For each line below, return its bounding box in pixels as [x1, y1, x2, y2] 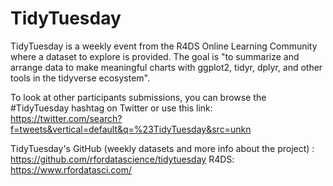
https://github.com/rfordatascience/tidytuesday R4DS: [10, 153, 235, 165]
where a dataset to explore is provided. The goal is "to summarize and [10, 50, 300, 62]
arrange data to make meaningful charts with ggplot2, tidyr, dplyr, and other [10, 61, 323, 73]
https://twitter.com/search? [10, 112, 123, 124]
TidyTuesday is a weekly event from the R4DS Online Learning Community [10, 40, 318, 52]
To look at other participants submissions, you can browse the [10, 91, 267, 103]
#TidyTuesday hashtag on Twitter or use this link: [10, 102, 213, 114]
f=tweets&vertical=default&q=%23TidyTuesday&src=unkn [10, 123, 252, 135]
